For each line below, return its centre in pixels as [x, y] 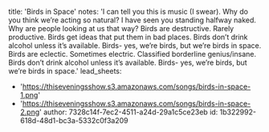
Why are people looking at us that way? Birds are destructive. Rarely [121, 28]
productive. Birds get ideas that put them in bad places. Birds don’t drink [128, 37]
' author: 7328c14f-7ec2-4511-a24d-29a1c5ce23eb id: [128, 112]
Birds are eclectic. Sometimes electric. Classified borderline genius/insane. [132, 54]
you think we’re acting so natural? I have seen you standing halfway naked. [132, 20]
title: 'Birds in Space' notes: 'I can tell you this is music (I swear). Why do [128, 12]
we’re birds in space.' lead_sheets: [65, 71]
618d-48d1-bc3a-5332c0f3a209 [74, 120]
